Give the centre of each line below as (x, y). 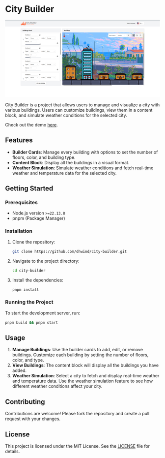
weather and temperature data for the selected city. (64, 173)
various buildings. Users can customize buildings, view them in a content (79, 110)
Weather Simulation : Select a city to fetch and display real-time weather (86, 376)
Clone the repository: (34, 242)
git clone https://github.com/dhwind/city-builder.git (69, 251)
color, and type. (28, 360)
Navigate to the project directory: (46, 261)
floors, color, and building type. (44, 157)
